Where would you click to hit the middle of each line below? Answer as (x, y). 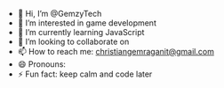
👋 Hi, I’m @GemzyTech (60, 14)
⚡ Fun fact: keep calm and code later (85, 74)
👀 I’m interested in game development (87, 23)
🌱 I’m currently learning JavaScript (81, 32)
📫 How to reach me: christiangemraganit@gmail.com (116, 51)
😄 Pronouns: (42, 64)
